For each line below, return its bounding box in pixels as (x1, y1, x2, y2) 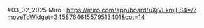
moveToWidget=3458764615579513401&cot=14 (7, 13, 145, 21)
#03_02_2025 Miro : (7, 6, 65, 14)
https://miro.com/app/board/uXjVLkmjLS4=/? (66, 6, 197, 14)
